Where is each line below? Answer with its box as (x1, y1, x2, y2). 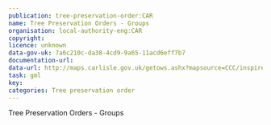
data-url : (8, 64, 42, 72)
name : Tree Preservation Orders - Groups (8, 19, 150, 27)
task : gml (8, 71, 42, 79)
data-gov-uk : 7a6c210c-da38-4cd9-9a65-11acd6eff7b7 (8, 49, 186, 57)
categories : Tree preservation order (8, 86, 135, 95)
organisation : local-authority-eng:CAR (8, 26, 143, 34)
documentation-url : (8, 57, 74, 65)
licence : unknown (8, 42, 67, 50)
